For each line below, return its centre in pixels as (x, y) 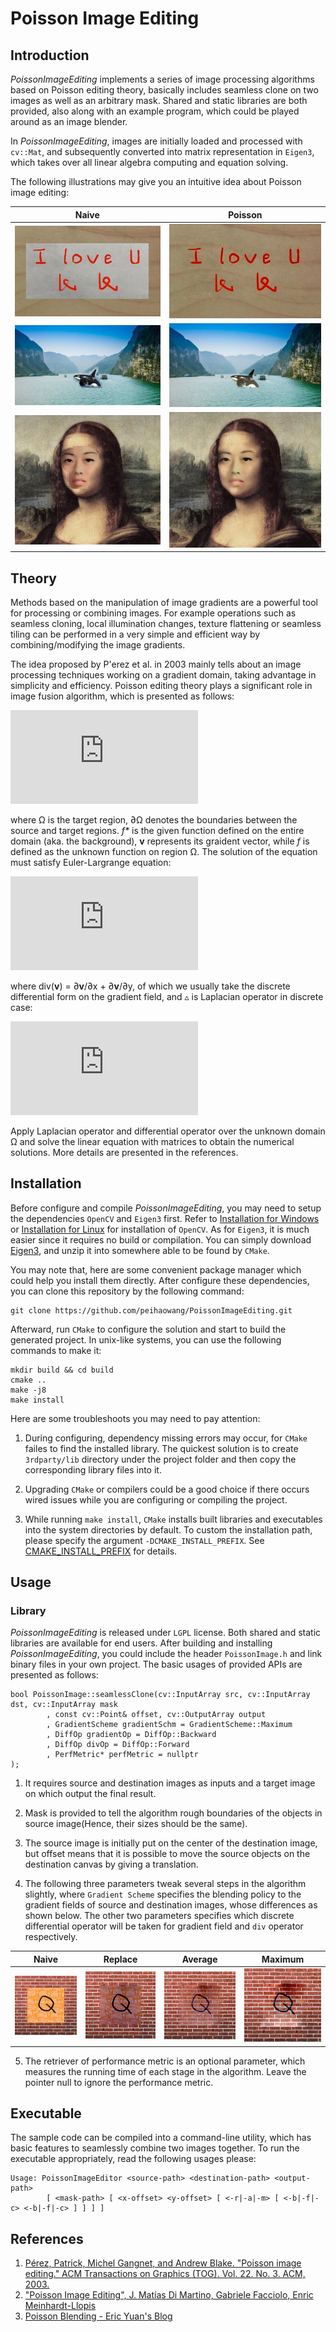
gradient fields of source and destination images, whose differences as (171, 1905)
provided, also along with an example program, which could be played (155, 111)
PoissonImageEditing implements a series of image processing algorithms (162, 79)
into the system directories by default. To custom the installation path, (168, 1529)
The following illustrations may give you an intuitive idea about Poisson (156, 181)
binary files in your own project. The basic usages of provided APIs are (156, 1664)
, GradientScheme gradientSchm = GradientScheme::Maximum (169, 1725)
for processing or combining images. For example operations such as (153, 613)
